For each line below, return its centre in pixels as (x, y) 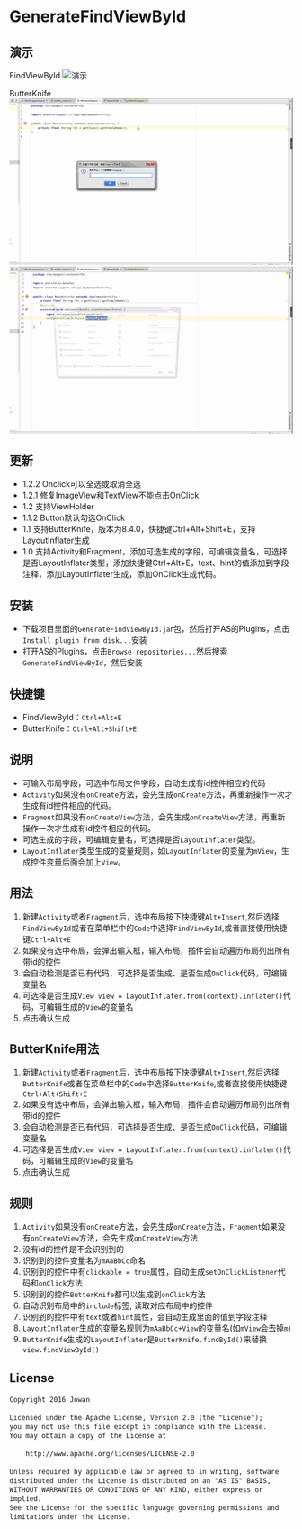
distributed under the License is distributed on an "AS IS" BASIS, (140, 1481)
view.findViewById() (61, 1350)
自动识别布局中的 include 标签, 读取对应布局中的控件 (117, 1305)
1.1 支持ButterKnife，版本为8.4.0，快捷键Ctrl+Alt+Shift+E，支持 (139, 529)
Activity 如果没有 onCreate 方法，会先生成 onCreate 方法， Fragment (142, 1227)
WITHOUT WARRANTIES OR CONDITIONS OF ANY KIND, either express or (136, 1490)
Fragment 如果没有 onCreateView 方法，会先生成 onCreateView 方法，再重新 (154, 817)
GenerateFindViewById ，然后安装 (82, 663)
